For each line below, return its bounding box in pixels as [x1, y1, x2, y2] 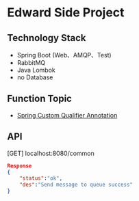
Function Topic [7, 93, 72, 105]
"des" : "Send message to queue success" [19, 181, 134, 189]
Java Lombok [16, 66, 56, 74]
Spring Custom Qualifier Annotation [16, 111, 118, 119]
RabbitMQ [16, 59, 46, 66]
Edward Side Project [7, 5, 125, 21]
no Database [16, 73, 53, 81]
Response [7, 162, 32, 169]
